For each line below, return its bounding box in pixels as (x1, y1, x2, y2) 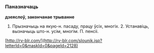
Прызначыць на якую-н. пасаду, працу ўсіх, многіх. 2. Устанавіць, (12, 23, 150, 29)
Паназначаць (5, 3, 39, 10)
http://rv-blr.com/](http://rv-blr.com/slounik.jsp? (6, 38, 103, 43)
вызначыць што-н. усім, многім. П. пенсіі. (12, 29, 99, 34)
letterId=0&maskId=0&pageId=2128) (5, 43, 78, 49)
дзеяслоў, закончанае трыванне (5, 14, 74, 20)
